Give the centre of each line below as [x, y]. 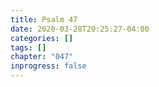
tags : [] [28, 47]
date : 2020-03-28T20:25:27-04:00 [80, 29]
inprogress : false [48, 66]
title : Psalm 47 [44, 19]
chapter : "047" [42, 57]
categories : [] [42, 38]
